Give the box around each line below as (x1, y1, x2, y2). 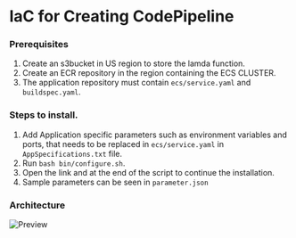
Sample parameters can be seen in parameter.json (21, 176, 209, 187)
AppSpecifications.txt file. (21, 148, 123, 159)
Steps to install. (9, 109, 78, 121)
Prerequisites (9, 38, 69, 51)
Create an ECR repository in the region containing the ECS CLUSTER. (21, 68, 276, 78)
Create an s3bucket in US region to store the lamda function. (21, 58, 245, 69)
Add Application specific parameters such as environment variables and (21, 129, 287, 140)
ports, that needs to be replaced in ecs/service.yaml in (21, 138, 225, 149)
